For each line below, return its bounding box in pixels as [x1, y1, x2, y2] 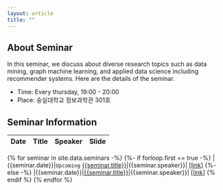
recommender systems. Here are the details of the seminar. [7, 75, 175, 83]
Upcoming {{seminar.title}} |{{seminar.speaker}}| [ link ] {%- [56, 161, 216, 169]
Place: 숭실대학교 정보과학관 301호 [16, 96, 111, 104]
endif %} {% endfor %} [7, 176, 73, 184]
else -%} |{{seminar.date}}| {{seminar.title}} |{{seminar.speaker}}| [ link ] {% [7, 169, 215, 177]
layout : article [7, 10, 54, 17]
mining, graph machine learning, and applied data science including [7, 67, 199, 75]
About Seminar [7, 42, 73, 54]
